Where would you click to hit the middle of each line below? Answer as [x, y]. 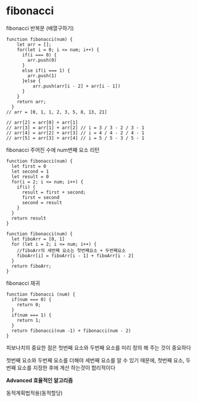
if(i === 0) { [39, 55]
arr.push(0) [42, 60]
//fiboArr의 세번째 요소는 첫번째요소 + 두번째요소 [71, 251]
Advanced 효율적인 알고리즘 [39, 380]
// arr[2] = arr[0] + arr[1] [42, 122]
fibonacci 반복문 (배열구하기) [40, 28]
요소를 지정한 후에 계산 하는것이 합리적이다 [66, 368]
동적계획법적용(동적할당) [34, 392]
